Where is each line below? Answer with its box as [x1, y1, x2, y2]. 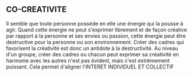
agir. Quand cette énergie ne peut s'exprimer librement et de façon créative [6, 26, 188, 33]
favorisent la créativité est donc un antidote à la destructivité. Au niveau [6, 45, 178, 52]
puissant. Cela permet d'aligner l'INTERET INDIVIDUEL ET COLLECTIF [6, 63, 174, 70]
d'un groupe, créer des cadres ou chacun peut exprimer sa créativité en [6, 50, 179, 57]
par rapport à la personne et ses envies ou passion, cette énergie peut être [6, 32, 186, 39]
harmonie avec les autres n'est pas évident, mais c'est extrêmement [6, 57, 170, 64]
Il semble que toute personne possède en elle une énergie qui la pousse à [6, 20, 184, 27]
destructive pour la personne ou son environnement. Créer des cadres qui [6, 38, 184, 45]
